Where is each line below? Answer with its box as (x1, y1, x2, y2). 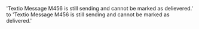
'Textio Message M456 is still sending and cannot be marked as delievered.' (6, 5, 193, 12)
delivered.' (6, 17, 32, 24)
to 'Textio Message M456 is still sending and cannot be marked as (6, 11, 170, 18)
